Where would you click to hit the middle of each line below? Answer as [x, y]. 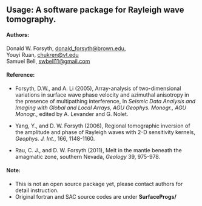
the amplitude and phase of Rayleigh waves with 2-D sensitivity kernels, [105, 132]
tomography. [31, 20]
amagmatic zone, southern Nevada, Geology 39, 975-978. [88, 156]
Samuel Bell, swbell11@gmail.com [48, 61]
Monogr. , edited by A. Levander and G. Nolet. [72, 114]
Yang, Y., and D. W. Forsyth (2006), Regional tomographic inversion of [103, 126]
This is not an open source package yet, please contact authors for [99, 184]
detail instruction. [37, 190]
